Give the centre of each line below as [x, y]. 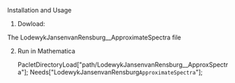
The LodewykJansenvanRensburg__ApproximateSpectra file [94, 37]
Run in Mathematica [46, 51]
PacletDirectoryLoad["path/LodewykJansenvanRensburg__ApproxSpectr [123, 65]
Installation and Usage [40, 10]
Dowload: [31, 24]
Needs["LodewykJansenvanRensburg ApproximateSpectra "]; [116, 72]
